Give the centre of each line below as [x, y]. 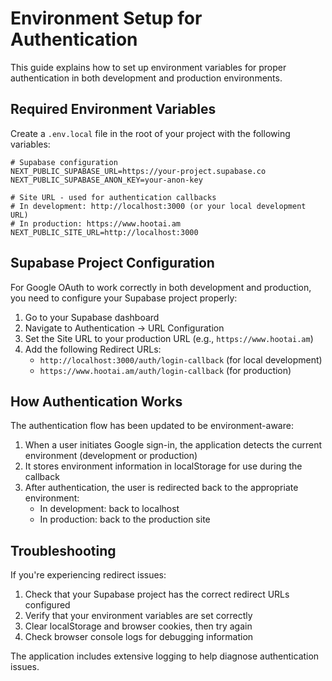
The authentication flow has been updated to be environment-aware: [152, 426]
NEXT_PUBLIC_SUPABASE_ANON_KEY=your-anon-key [106, 180]
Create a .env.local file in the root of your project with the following [150, 133]
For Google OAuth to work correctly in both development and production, [161, 287]
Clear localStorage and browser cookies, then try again [138, 626]
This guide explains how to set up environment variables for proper [148, 67]
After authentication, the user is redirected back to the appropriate [161, 488]
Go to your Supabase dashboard [92, 317]
